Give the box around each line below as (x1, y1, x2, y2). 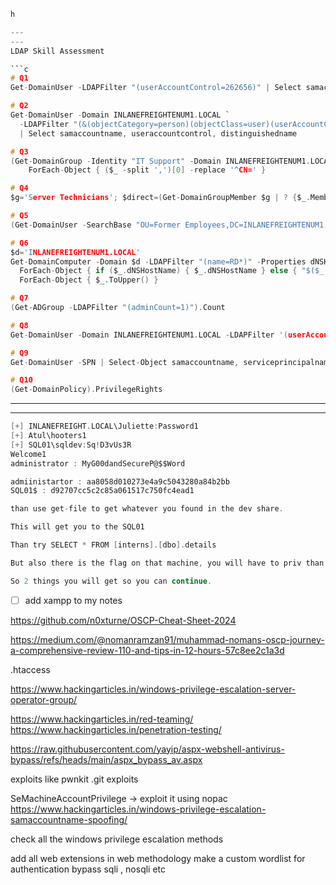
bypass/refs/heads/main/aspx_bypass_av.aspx (10, 753, 203, 765)
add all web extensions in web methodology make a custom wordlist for (10, 852, 306, 864)
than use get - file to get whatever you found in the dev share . (10, 504, 284, 514)
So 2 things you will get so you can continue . (10, 576, 213, 586)
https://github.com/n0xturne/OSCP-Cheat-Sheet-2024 (10, 614, 237, 626)
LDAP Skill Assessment (10, 46, 105, 56)
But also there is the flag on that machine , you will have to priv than (10, 558, 325, 568)
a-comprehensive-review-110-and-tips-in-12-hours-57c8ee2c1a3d (10, 644, 285, 656)
